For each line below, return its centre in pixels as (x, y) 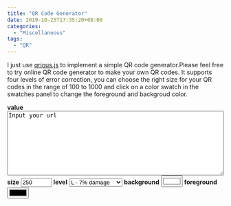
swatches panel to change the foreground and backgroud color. (97, 94)
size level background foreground (112, 182)
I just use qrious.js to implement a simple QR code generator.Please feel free (115, 65)
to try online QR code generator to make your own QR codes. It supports (110, 72)
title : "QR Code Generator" (47, 13)
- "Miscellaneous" (40, 33)
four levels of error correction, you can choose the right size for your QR (109, 79)
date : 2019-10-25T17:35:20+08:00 (55, 20)
